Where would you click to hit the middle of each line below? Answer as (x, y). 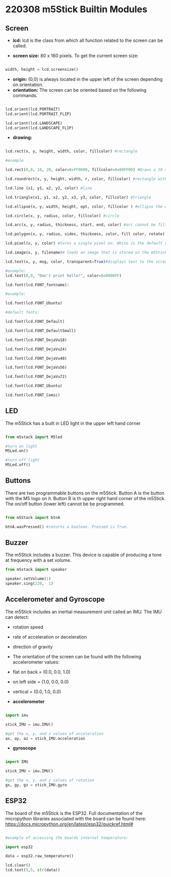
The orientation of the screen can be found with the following (77, 656)
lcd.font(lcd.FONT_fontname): (37, 285)
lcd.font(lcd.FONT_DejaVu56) (36, 368)
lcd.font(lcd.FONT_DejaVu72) (36, 377)
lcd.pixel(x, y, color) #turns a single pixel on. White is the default (84, 243)
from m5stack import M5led (34, 437)
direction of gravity (33, 647)
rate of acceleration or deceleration (50, 637)
